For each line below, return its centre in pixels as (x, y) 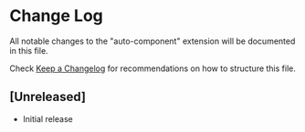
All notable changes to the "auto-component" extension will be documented (152, 41)
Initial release (47, 118)
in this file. (29, 50)
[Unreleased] (48, 97)
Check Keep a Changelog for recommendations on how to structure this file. (153, 68)
